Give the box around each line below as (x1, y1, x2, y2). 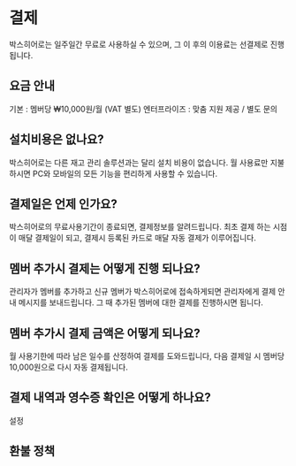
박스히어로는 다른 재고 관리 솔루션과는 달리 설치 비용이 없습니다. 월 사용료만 (9, 157, 269, 168)
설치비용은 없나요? (9, 132, 104, 147)
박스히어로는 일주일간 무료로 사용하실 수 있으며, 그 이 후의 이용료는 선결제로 (9, 39, 269, 50)
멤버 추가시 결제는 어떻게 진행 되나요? (9, 261, 201, 276)
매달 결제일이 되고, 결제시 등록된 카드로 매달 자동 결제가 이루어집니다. (18, 233, 256, 243)
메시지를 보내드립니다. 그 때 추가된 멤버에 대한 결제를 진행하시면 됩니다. (18, 297, 263, 308)
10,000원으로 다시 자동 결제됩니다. (9, 362, 128, 372)
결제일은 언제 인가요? (9, 196, 118, 211)
